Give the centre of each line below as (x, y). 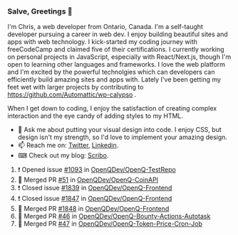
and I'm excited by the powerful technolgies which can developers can (111, 72)
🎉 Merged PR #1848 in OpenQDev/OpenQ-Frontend (93, 209)
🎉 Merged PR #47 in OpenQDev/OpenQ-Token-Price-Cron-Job (110, 224)
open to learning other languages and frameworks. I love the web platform (117, 65)
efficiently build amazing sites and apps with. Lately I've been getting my (114, 80)
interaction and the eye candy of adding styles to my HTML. (95, 116)
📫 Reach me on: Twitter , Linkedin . (68, 146)
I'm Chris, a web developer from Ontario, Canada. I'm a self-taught (105, 27)
